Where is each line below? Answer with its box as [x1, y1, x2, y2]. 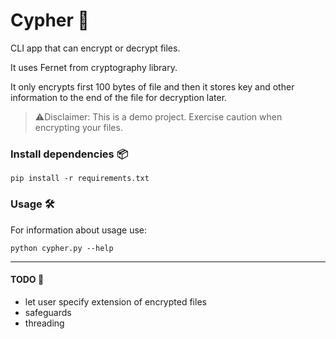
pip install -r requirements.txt [10, 174, 150, 184]
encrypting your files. [34, 121, 123, 133]
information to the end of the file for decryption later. [10, 91, 228, 103]
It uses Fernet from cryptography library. [10, 61, 178, 73]
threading [24, 317, 65, 329]
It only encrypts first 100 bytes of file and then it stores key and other [10, 80, 295, 93]
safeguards [24, 306, 72, 318]
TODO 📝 [10, 274, 45, 286]
